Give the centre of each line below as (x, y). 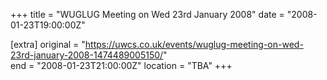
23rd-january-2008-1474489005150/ (87, 55)
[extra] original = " (48, 44)
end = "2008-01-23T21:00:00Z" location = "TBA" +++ (121, 65)
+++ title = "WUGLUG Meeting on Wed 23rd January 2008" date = (147, 14)
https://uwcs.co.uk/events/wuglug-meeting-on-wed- (194, 44)
